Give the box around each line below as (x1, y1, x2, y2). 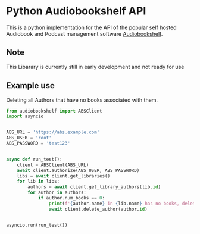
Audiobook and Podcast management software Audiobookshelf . (6, 30, 163, 37)
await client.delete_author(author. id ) (48, 206, 148, 212)
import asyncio (6, 113, 44, 120)
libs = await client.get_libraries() (17, 173, 111, 179)
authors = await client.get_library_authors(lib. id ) (27, 184, 161, 190)
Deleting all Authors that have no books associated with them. (6, 96, 158, 104)
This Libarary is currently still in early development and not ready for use (6, 63, 185, 70)
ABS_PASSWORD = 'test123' (6, 141, 70, 146)
